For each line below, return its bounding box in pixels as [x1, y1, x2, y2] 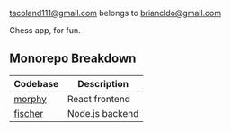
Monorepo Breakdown [9, 51, 137, 66]
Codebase [13, 77, 59, 90]
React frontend [67, 92, 130, 105]
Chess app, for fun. [9, 25, 81, 35]
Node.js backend [67, 107, 139, 119]
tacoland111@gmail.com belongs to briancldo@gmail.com [9, 8, 222, 18]
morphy [13, 92, 47, 105]
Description [77, 77, 129, 90]
